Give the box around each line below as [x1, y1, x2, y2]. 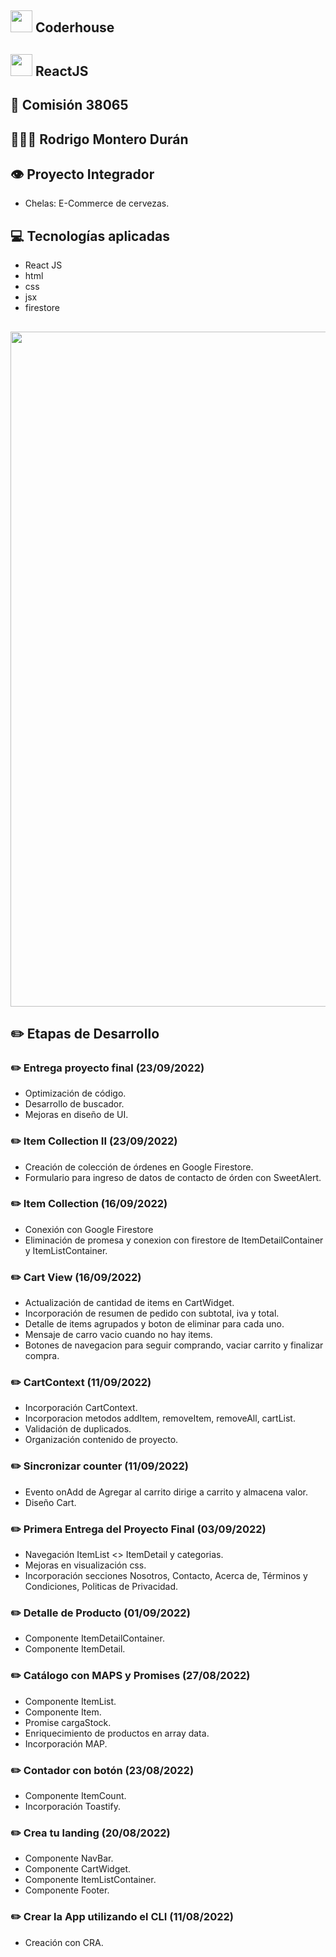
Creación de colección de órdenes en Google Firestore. [24, 1161, 254, 1173]
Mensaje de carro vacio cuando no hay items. [24, 1329, 213, 1341]
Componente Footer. [24, 1884, 110, 1896]
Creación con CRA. [24, 1936, 104, 1948]
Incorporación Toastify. [24, 1800, 121, 1812]
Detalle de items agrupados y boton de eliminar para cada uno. [24, 1318, 285, 1330]
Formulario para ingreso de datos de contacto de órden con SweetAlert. [24, 1171, 322, 1183]
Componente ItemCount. [24, 1789, 127, 1801]
